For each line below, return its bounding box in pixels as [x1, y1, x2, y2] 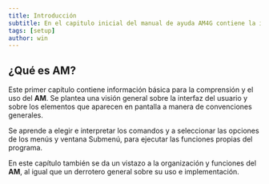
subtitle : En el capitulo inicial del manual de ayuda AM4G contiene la [8, 19, 256, 27]
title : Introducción [8, 11, 78, 20]
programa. [8, 143, 42, 153]
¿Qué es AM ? [8, 63, 76, 77]
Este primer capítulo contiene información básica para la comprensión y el [8, 85, 254, 94]
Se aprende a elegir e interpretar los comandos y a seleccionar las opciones [8, 126, 259, 136]
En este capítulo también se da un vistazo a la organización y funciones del [8, 158, 257, 168]
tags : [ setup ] [8, 26, 56, 34]
